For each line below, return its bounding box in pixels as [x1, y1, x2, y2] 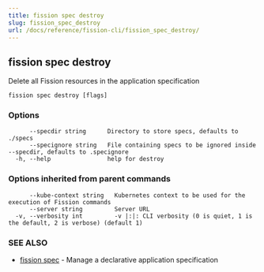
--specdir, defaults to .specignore [8, 148, 129, 156]
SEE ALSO [8, 237, 48, 248]
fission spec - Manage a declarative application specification [19, 255, 219, 265]
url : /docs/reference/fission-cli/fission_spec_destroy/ [8, 26, 200, 34]
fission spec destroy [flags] [8, 91, 108, 99]
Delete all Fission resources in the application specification [8, 76, 200, 86]
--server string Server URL [28, 205, 150, 213]
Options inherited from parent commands [8, 173, 172, 184]
